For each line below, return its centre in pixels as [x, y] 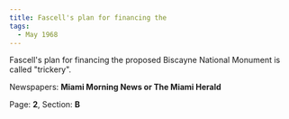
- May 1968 [38, 34]
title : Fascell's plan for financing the [88, 18]
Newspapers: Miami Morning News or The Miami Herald [116, 87]
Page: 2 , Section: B [45, 105]
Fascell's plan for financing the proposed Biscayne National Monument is [145, 60]
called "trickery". [41, 69]
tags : [19, 26]
